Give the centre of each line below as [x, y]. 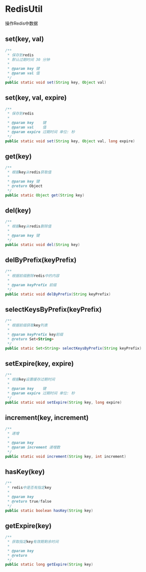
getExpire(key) [28, 526]
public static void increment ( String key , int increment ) [66, 456]
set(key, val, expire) [36, 98]
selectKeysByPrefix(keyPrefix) [53, 310]
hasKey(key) [25, 471]
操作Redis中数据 [22, 23]
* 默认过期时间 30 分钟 [29, 60]
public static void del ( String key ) [43, 244]
